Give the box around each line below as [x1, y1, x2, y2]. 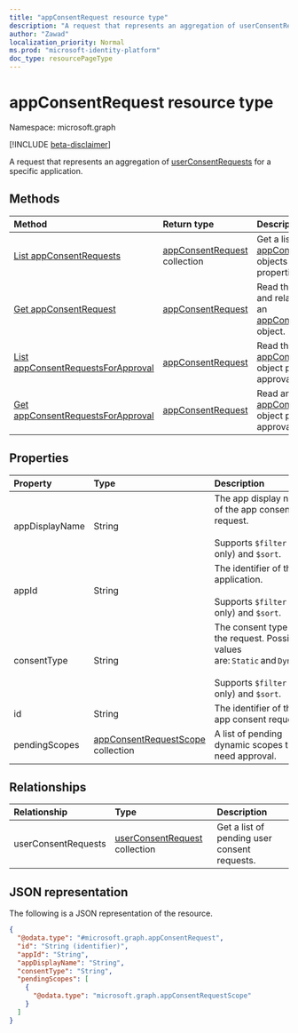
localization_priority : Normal [9, 37, 125, 47]
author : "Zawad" [9, 29, 69, 38]
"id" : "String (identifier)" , [17, 942, 129, 950]
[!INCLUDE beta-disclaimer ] [9, 139, 111, 149]
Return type [162, 218, 215, 230]
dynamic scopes [214, 738, 284, 751]
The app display [214, 492, 281, 505]
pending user [216, 832, 272, 845]
